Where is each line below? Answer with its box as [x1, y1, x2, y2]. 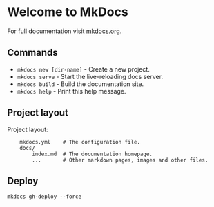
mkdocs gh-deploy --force [7, 193, 81, 200]
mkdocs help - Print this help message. [17, 87, 126, 95]
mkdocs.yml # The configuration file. [19, 138, 140, 145]
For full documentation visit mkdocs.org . [7, 27, 122, 35]
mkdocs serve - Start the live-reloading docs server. [17, 72, 164, 80]
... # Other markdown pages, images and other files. [32, 156, 208, 164]
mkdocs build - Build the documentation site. [17, 80, 144, 88]
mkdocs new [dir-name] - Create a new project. [17, 65, 150, 73]
